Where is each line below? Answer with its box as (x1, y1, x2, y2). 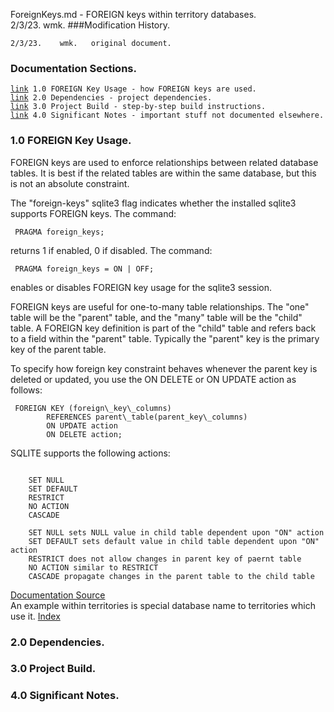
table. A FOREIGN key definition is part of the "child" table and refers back (10, 322, 317, 334)
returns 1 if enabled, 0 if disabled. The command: (10, 244, 213, 256)
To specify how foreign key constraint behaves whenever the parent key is (10, 362, 318, 374)
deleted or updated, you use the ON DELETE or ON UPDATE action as (10, 373, 297, 385)
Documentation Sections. (10, 61, 137, 75)
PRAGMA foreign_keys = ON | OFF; (14, 264, 155, 274)
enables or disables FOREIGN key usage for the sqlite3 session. (10, 281, 273, 293)
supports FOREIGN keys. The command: (10, 207, 177, 219)
